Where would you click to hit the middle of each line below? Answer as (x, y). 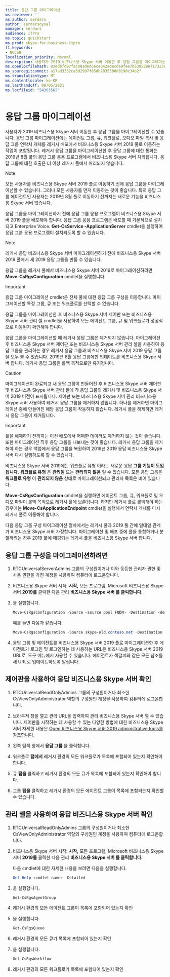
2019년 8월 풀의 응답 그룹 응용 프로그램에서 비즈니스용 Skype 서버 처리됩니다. (82, 157)
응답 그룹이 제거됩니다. (33, 416)
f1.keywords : (19, 48)
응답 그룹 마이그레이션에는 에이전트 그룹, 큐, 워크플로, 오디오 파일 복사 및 (87, 138)
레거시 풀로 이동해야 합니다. (32, 514)
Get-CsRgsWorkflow (32, 959)
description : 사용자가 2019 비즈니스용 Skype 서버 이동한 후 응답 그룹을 (74, 62)
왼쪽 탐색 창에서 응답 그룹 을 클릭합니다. (52, 745)
